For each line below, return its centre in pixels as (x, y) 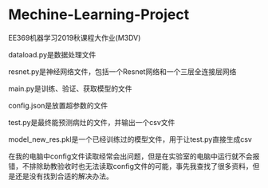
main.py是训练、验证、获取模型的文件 (70, 88)
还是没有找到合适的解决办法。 (64, 176)
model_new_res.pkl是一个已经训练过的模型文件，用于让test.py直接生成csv (130, 139)
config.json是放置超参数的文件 (58, 105)
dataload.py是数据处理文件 (52, 54)
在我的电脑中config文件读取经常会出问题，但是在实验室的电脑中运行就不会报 (134, 156)
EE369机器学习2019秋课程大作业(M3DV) (75, 37)
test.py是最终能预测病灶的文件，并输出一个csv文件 (92, 122)
